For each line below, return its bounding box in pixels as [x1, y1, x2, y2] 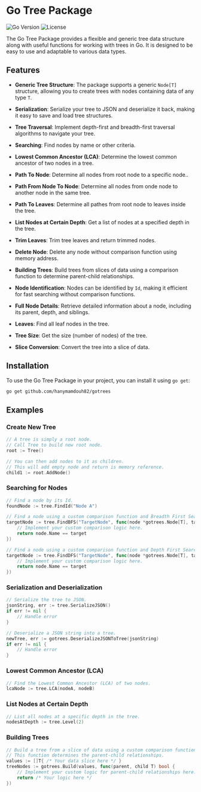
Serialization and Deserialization [6, 583, 103, 592]
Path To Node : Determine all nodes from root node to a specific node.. [14, 171, 188, 178]
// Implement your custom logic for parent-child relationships [17, 769, 181, 775]
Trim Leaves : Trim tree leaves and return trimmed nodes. [14, 236, 156, 243]
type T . [14, 94, 32, 101]
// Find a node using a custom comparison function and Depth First [6, 547, 181, 553]
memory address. [14, 254, 59, 261]
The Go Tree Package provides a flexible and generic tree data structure [6, 35, 185, 42]
